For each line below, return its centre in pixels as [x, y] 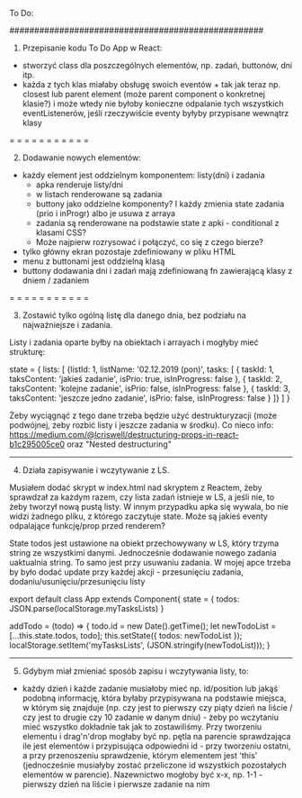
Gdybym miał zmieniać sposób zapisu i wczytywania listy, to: [135, 671]
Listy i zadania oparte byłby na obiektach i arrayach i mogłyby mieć [134, 342]
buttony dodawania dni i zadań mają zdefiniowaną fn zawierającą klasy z [157, 271]
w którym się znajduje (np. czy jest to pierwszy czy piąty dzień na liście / [157, 707]
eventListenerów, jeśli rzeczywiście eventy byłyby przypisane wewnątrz [155, 113]
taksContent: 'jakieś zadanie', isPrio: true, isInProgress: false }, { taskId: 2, [146, 379]
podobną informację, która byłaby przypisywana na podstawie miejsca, [154, 698]
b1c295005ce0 [37, 444]
